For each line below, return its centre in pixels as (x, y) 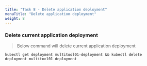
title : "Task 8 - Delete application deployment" (56, 9)
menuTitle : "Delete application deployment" (51, 14)
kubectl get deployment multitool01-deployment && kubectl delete (73, 54)
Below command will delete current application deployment (76, 46)
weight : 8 (15, 18)
